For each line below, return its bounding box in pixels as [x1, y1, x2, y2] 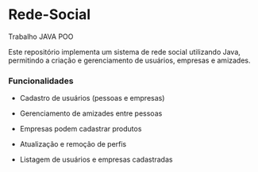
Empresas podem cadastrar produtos [19, 124, 142, 134]
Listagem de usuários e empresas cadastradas [19, 155, 173, 164]
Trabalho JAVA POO [8, 32, 74, 41]
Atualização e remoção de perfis [19, 140, 127, 149]
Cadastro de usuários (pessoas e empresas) [19, 94, 165, 103]
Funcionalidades [8, 75, 74, 86]
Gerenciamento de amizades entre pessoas [19, 109, 163, 118]
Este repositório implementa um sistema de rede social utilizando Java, [8, 47, 241, 56]
